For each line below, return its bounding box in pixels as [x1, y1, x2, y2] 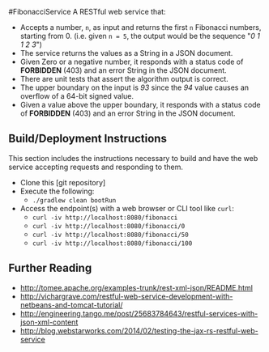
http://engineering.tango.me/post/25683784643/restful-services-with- [19, 308, 258, 318]
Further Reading [8, 261, 92, 275]
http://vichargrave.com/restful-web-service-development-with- [19, 291, 233, 301]
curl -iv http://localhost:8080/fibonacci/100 [32, 239, 193, 248]
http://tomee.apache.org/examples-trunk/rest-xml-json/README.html [19, 282, 254, 292]
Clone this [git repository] [19, 177, 106, 187]
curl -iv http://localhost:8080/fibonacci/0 [32, 222, 186, 230]
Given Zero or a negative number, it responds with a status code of [19, 57, 244, 66]
